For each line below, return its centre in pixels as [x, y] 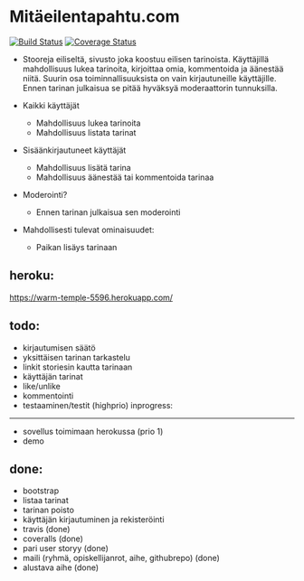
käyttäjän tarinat [52, 376]
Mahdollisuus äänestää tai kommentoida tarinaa [125, 177]
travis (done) [46, 529]
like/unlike [42, 386]
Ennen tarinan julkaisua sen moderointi [108, 212]
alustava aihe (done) [61, 567]
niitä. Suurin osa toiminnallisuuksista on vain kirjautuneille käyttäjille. [149, 78]
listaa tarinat [46, 501]
